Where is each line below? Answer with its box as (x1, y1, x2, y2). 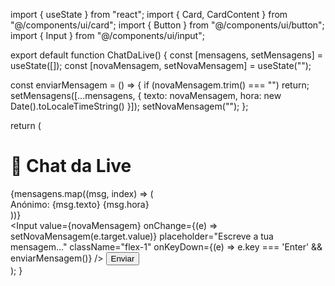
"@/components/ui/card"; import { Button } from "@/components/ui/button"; (10, 19, 325, 31)
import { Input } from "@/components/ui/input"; (10, 30, 205, 41)
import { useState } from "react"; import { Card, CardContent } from (10, 9, 288, 20)
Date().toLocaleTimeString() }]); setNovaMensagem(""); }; (10, 100, 249, 112)
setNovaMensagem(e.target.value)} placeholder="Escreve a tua (10, 230, 274, 242)
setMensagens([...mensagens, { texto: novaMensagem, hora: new (10, 90, 282, 101)
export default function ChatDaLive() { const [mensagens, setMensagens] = (10, 49, 323, 61)
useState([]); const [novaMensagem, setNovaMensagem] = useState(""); (10, 60, 312, 71)
